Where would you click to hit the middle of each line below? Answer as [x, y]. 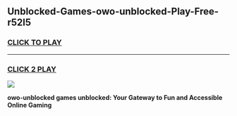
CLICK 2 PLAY [32, 69]
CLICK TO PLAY [35, 43]
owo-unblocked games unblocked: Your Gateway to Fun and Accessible [115, 97]
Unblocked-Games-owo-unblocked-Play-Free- [113, 12]
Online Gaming [30, 105]
